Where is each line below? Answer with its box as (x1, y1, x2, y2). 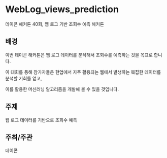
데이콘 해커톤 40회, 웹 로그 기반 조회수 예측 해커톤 (5, 21, 105, 27)
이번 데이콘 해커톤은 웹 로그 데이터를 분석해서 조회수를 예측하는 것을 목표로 (5, 52, 153, 58)
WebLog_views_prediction (5, 4, 119, 15)
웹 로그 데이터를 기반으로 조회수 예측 (5, 117, 77, 123)
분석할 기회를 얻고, (5, 75, 42, 81)
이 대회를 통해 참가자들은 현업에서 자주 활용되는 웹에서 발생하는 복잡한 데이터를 (5, 69, 161, 75)
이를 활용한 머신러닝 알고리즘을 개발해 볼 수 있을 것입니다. (5, 86, 119, 92)
